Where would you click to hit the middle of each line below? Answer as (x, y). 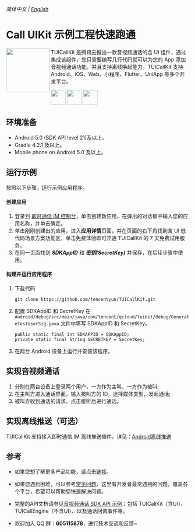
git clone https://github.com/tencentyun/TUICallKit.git (85, 299)
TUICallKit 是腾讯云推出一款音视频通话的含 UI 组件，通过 (118, 52)
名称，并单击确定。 (42, 223)
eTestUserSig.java (37, 324)
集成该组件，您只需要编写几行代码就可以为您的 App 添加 (118, 59)
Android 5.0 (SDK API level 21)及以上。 (61, 137)
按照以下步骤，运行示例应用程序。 (47, 187)
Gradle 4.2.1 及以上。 (40, 145)
